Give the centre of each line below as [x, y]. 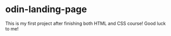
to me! [12, 28]
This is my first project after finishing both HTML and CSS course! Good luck [85, 23]
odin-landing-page [46, 9]
